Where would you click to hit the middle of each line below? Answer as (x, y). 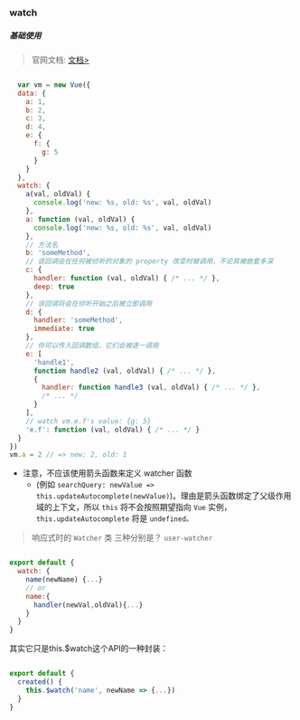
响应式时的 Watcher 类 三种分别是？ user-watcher (122, 538)
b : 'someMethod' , (58, 253)
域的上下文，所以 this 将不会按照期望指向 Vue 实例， (134, 507)
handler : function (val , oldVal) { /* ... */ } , (127, 279)
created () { (40, 682)
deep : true (54, 287)
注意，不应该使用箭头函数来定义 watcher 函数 (107, 473)
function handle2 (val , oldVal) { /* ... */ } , (125, 371)
